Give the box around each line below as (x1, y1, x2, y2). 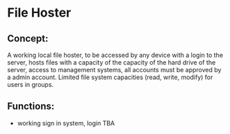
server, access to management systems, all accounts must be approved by (7, 66, 222, 74)
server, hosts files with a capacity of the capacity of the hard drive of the (7, 58, 216, 67)
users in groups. (7, 81, 54, 88)
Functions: (7, 101, 55, 112)
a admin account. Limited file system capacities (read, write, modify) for (7, 73, 213, 81)
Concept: (7, 33, 49, 44)
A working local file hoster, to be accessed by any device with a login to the (7, 51, 224, 59)
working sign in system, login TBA (17, 119, 115, 127)
